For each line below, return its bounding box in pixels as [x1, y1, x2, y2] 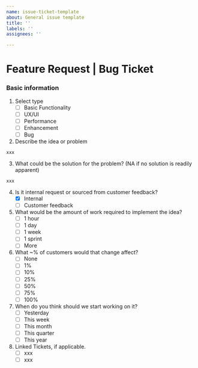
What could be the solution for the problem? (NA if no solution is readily [14, 160, 192, 167]
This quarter [23, 329, 55, 337]
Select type [14, 97, 44, 105]
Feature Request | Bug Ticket [6, 63, 154, 76]
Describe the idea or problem [14, 138, 88, 145]
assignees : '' [6, 31, 42, 37]
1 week [23, 228, 41, 236]
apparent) [14, 166, 40, 173]
